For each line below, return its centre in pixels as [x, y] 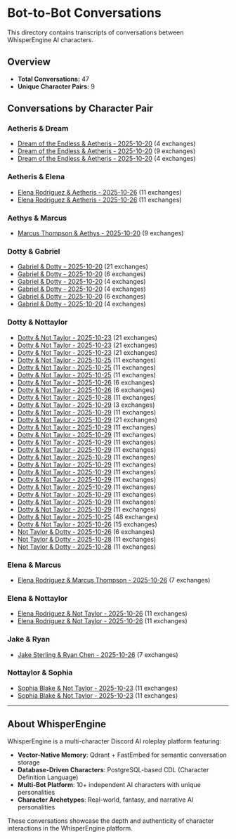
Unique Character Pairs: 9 [56, 86]
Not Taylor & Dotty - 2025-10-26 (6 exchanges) [86, 531]
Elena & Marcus [34, 565]
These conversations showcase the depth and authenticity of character [111, 821]
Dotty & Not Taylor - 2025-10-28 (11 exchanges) [87, 397]
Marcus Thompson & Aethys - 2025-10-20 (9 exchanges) [100, 233]
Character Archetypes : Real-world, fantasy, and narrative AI [105, 800]
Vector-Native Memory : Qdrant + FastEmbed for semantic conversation [122, 755]
